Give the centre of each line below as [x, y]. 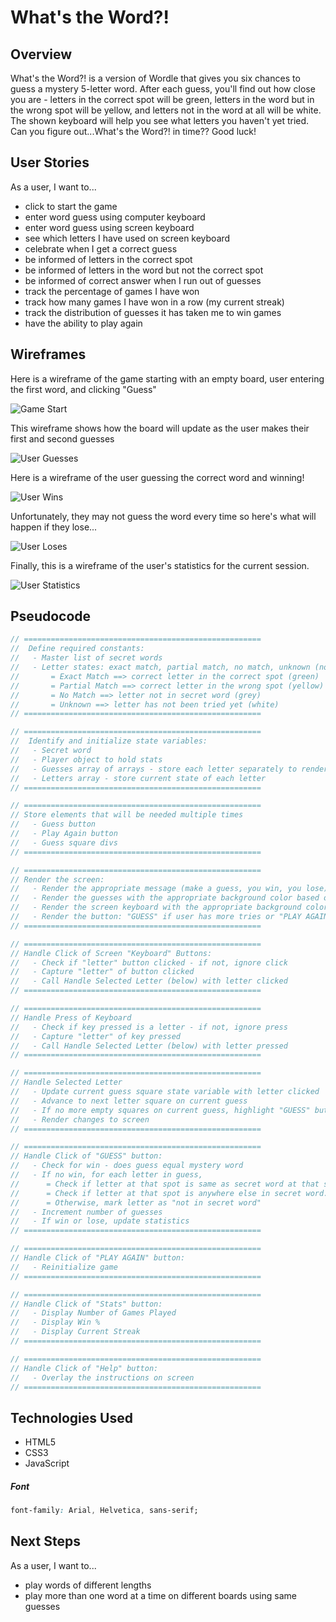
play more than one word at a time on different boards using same [160, 1595]
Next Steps [45, 1541]
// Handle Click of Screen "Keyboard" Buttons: [111, 953]
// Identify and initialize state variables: [109, 741]
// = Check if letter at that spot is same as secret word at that [165, 1184]
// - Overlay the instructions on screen [102, 1377]
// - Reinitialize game [64, 1267]
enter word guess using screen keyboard [109, 227]
